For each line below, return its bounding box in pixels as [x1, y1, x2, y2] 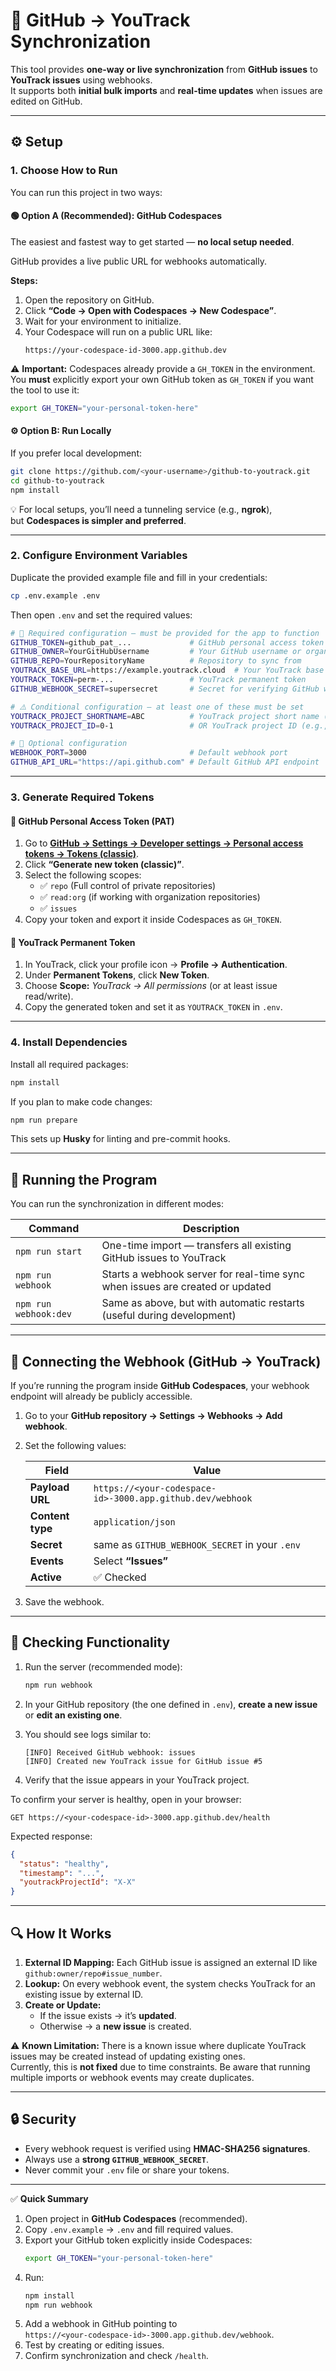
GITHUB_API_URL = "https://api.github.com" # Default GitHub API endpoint [10, 757, 320, 768]
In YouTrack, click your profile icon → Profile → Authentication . [24, 959, 288, 971]
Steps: [10, 274, 38, 286]
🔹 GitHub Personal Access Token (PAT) [10, 815, 175, 827]
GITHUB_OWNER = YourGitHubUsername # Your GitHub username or [10, 647, 302, 657]
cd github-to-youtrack [10, 475, 105, 486]
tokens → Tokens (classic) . [24, 848, 140, 860]
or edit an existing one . [24, 1709, 123, 1721]
